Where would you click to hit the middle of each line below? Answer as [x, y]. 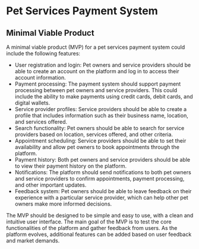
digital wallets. [32, 103]
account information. [40, 78]
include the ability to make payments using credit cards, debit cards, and [104, 97]
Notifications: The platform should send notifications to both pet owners [103, 172]
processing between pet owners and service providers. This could [96, 90]
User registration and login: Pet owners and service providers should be [103, 65]
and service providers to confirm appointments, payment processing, [99, 179]
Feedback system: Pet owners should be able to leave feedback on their [103, 191]
